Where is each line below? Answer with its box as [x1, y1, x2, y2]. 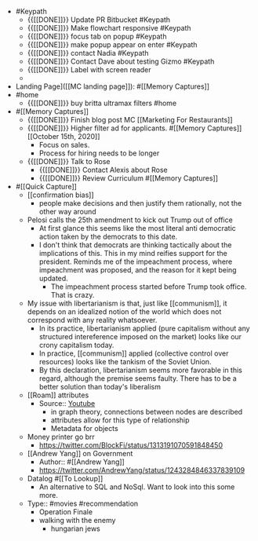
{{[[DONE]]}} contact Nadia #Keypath [27, 49, 149, 57]
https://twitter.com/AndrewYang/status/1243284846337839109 [38, 466, 245, 474]
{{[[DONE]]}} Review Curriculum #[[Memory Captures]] [38, 174, 218, 183]
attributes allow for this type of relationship [50, 415, 190, 425]
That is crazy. [50, 291, 95, 299]
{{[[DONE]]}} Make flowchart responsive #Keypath [27, 24, 191, 32]
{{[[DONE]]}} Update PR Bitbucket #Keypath [27, 15, 171, 24]
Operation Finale [38, 507, 93, 517]
